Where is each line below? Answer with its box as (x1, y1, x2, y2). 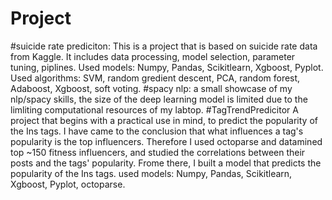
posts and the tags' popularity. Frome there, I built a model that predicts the (10, 157, 322, 169)
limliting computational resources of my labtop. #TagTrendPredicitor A (10, 103, 299, 116)
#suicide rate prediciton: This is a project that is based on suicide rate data (10, 40, 318, 52)
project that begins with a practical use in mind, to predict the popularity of (10, 114, 318, 126)
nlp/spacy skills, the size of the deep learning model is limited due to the (10, 93, 308, 105)
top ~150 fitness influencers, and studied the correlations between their (10, 146, 306, 158)
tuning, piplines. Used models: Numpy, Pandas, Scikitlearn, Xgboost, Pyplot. (10, 61, 324, 73)
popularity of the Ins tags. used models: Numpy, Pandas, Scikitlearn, (10, 167, 293, 179)
